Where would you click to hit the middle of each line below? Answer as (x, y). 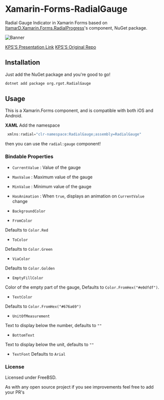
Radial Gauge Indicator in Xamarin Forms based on (56, 23)
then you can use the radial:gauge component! (53, 144)
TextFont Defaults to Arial (39, 354)
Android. (14, 116)
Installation (23, 63)
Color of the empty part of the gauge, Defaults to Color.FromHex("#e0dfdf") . (82, 287)
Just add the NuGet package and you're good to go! (58, 74)
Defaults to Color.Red (27, 230)
